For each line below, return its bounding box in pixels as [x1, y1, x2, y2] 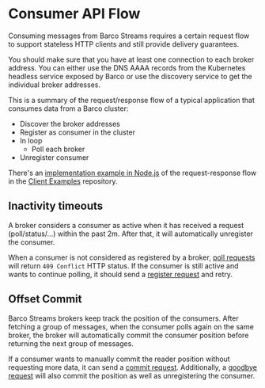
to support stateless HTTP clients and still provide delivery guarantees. [8, 39, 240, 48]
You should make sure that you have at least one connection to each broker [8, 55, 255, 64]
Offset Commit [8, 292, 82, 306]
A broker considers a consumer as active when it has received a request [8, 220, 244, 230]
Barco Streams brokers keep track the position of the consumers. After [8, 314, 239, 323]
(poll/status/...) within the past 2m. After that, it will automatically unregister [8, 229, 253, 238]
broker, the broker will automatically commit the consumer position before [8, 330, 249, 340]
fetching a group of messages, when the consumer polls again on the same [8, 321, 255, 331]
